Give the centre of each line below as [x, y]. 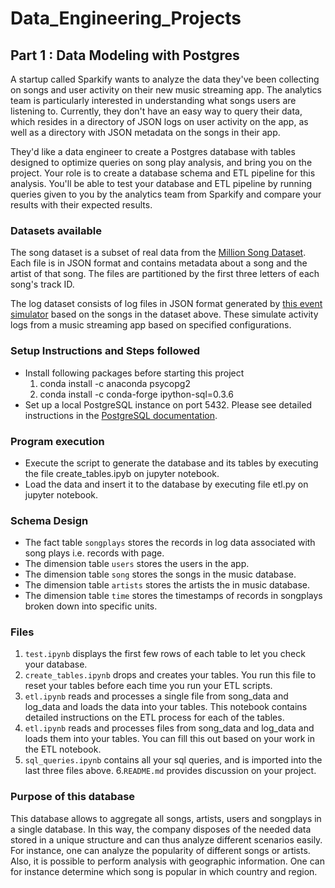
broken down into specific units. [91, 606]
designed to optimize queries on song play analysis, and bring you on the [161, 162]
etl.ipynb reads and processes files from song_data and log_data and [169, 728]
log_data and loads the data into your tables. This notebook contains [166, 707]
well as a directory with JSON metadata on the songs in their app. [145, 132]
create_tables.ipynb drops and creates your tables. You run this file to [170, 675]
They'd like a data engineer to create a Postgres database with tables [153, 151]
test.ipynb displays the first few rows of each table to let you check [165, 654]
